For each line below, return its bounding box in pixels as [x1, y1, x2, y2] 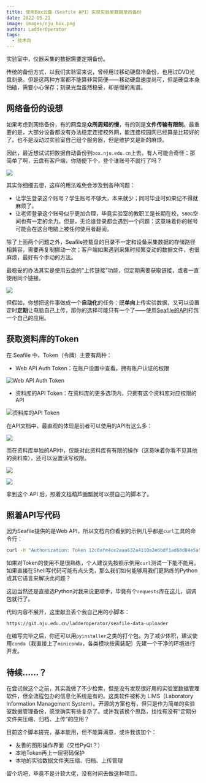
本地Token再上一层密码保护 [15, 749, 85, 757]
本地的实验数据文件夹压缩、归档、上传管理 [15, 757, 123, 765]
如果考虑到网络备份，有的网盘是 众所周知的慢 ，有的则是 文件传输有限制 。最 [6, 120, 194, 128]
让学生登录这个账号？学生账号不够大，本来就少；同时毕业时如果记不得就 [15, 194, 198, 201]
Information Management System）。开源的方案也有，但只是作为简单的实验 [6, 700, 196, 707]
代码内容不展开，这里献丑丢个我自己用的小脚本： [6, 609, 130, 616]
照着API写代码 [6, 510, 61, 521]
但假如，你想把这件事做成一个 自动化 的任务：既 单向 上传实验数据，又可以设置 [6, 298, 200, 306]
